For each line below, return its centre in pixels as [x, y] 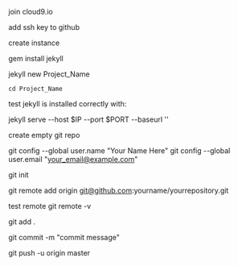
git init [19, 175]
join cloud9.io [31, 12]
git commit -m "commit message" [64, 237]
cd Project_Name [35, 89]
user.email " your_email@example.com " [73, 159]
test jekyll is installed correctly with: [68, 104]
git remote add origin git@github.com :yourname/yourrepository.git [119, 190]
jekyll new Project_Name [49, 74]
